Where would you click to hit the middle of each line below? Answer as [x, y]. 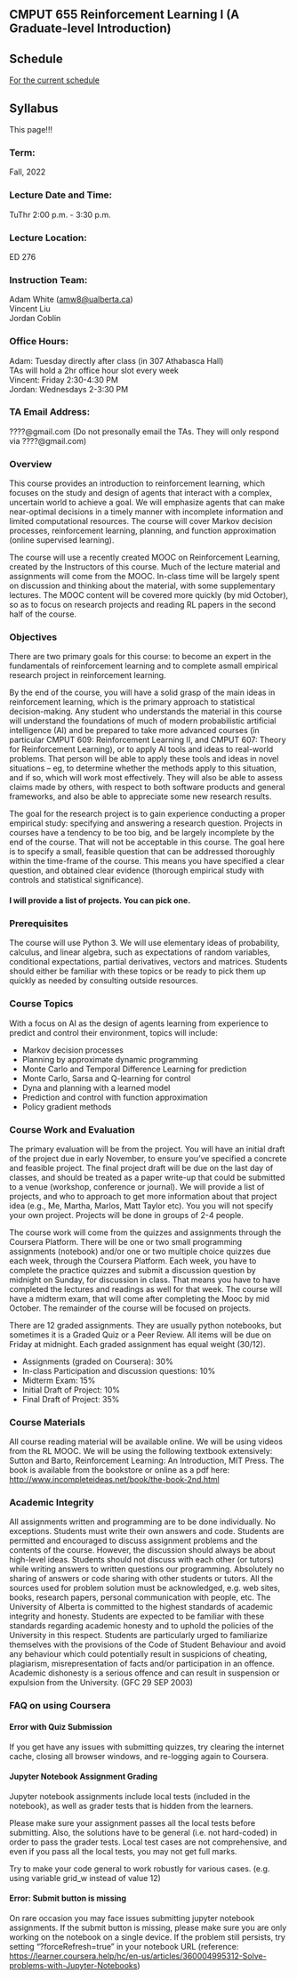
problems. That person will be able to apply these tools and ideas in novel [144, 759]
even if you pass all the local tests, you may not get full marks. [123, 1851]
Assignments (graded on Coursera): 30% [97, 1361]
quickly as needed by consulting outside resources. [104, 981]
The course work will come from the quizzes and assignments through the [145, 1232]
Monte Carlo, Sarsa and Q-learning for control [106, 1078]
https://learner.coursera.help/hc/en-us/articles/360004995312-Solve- [138, 1956]
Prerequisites [39, 923]
